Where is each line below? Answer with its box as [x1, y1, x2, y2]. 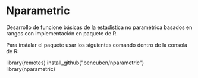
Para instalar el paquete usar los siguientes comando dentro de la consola [6, 41, 187, 48]
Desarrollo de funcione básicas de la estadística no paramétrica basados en [6, 24, 193, 31]
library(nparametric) [6, 65, 55, 72]
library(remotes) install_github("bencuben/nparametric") [6, 59, 144, 66]
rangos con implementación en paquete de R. [6, 30, 118, 37]
